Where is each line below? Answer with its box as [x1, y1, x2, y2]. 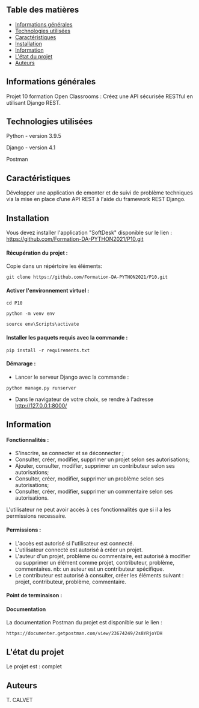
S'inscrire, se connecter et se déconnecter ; [14, 450, 124, 457]
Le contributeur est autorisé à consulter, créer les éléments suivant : [14, 571, 185, 579]
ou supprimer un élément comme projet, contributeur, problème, [14, 559, 174, 566]
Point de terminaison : [6, 592, 63, 599]
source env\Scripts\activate [6, 321, 79, 328]
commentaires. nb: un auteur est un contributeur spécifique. [14, 565, 164, 573]
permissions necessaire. [6, 512, 67, 520]
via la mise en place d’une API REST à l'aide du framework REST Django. [6, 196, 186, 203]
